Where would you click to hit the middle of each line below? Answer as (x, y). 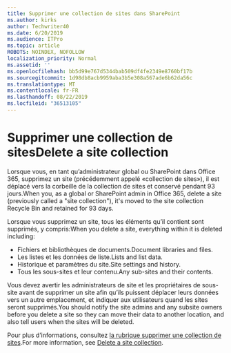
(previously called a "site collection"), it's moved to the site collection (106, 200)
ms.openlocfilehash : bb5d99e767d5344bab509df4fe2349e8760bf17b (100, 71)
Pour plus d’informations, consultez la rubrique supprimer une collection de (114, 335)
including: (21, 236)
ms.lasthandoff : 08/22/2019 (48, 97)
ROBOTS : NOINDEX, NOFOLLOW (46, 53)
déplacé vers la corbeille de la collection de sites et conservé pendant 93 (111, 186)
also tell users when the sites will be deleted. (71, 321)
